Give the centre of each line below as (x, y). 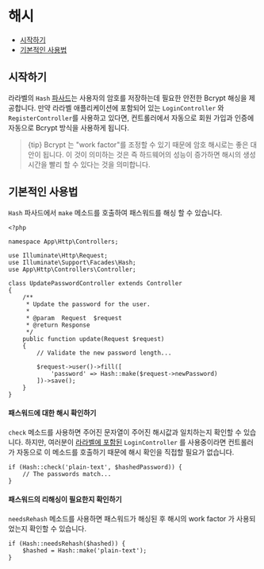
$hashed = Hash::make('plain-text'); (85, 550)
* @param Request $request (74, 318)
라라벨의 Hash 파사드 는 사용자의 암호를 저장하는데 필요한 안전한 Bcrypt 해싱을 (128, 98)
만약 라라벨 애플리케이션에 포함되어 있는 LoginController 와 (131, 107)
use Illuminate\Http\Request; (58, 255)
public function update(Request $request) (94, 339)
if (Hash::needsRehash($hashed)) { (67, 544)
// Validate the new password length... (104, 353)
